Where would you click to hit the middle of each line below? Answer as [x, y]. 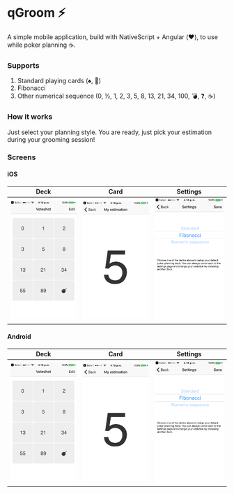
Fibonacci [31, 88]
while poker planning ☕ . [41, 45]
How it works [30, 117]
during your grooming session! [51, 139]
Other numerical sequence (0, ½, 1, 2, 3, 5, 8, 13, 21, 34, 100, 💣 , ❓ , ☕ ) [116, 96]
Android [19, 337]
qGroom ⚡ [37, 13]
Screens [22, 157]
